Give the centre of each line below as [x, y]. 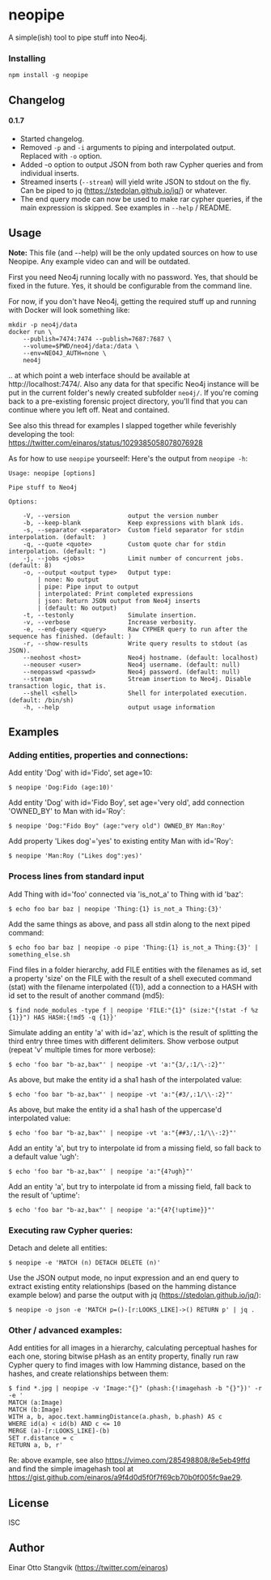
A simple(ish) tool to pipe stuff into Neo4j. [78, 37]
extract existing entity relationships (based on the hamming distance [123, 1286]
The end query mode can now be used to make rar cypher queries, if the [141, 199]
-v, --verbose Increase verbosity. [110, 622]
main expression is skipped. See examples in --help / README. [126, 208]
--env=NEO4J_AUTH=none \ [65, 353]
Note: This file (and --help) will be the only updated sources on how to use [133, 252]
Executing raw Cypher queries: [71, 1230]
